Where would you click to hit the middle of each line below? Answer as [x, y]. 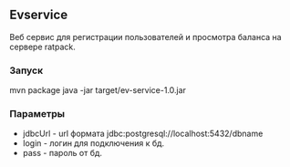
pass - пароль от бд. [62, 153]
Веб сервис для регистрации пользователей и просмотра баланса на [145, 37]
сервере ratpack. [42, 47]
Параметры [37, 114]
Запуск [26, 70]
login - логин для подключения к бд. [93, 143]
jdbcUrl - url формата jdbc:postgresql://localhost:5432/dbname [143, 134]
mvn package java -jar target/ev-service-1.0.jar [98, 90]
